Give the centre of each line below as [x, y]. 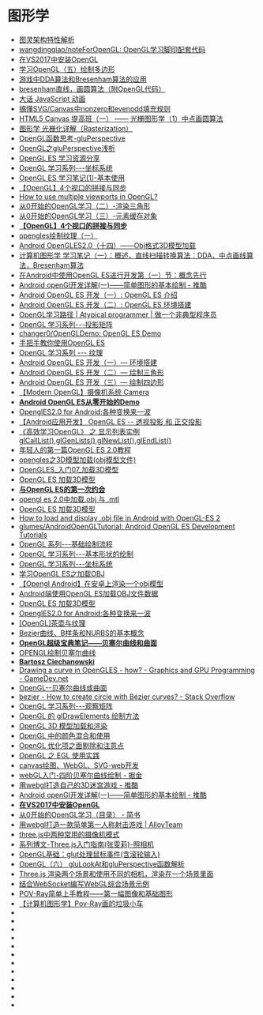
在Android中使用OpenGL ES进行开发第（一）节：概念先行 [113, 275]
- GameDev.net [43, 678]
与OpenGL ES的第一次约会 [62, 489]
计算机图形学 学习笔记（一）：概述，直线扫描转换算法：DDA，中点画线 [133, 255]
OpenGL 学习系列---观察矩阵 [66, 706]
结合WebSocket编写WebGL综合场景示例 [84, 883]
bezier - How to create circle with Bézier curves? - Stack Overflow [127, 697]
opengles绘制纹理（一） [58, 235]
